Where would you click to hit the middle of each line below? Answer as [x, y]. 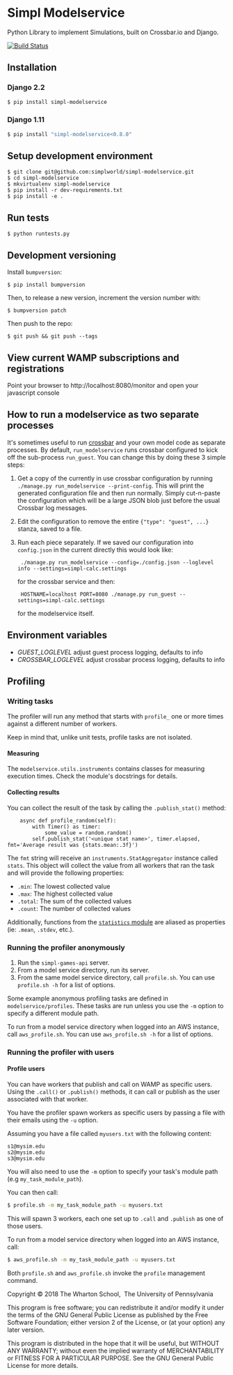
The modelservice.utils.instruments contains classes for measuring [106, 769]
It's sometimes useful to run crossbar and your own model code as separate [116, 442]
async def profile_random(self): [68, 820]
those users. [25, 1226]
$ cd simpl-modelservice [43, 178]
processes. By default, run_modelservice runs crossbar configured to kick [113, 450]
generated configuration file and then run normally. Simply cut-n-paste [119, 493]
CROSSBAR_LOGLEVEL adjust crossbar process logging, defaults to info [121, 659]
